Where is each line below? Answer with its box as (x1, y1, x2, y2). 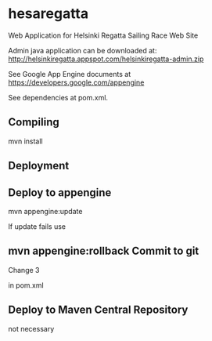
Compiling (8, 115, 60, 129)
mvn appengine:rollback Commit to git (8, 245, 199, 258)
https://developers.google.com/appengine (8, 78, 145, 87)
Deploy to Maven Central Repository (8, 303, 189, 317)
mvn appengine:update (8, 206, 83, 216)
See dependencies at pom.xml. (8, 93, 108, 102)
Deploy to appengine (8, 186, 112, 199)
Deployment (8, 159, 70, 172)
